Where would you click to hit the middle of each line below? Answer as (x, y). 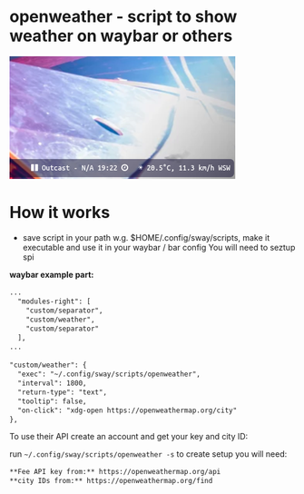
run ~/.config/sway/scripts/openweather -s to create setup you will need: (148, 454)
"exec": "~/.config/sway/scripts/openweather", (109, 374)
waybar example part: (52, 274)
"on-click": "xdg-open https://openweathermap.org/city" (127, 410)
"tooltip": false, (53, 401)
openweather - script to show (123, 17)
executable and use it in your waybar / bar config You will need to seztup (159, 247)
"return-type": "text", (62, 392)
